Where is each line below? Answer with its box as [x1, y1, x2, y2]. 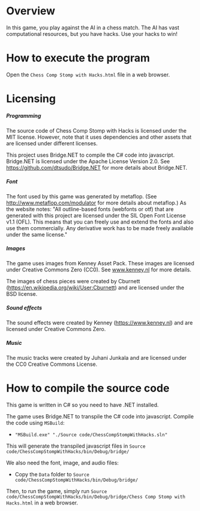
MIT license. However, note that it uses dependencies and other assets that [6, 133, 192, 141]
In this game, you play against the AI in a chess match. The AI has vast [6, 24, 180, 31]
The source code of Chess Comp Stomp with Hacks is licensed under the [6, 127, 187, 134]
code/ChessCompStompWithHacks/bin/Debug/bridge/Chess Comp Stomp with [6, 494, 186, 500]
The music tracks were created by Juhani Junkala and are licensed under [6, 354, 187, 361]
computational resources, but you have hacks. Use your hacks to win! [6, 30, 178, 37]
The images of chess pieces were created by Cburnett [6, 277, 140, 284]
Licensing [6, 92, 56, 106]
